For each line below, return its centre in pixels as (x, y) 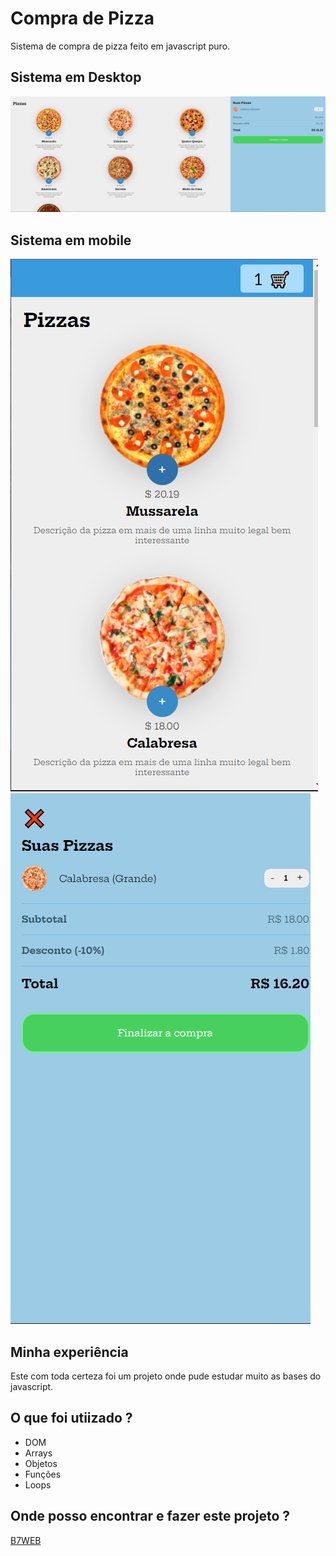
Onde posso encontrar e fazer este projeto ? (150, 1516)
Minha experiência (69, 1352)
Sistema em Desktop (76, 77)
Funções (43, 1474)
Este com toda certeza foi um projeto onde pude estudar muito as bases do (166, 1376)
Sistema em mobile (71, 240)
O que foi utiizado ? (71, 1418)
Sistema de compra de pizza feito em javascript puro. (120, 46)
